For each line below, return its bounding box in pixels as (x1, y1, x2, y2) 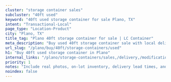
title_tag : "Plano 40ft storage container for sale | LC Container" (5, 36, 154, 41)
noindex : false (5, 69, 38, 74)
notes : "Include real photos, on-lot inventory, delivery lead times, (5, 64, 158, 69)
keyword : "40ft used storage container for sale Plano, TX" (5, 17, 136, 22)
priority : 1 (5, 60, 31, 65)
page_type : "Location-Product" (5, 26, 72, 32)
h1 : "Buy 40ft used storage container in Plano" (5, 50, 110, 55)
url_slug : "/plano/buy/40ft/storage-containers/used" (5, 45, 122, 50)
